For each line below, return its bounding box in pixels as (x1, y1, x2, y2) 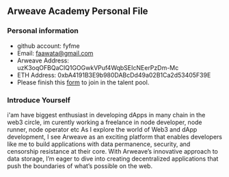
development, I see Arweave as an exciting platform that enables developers (7, 132, 222, 141)
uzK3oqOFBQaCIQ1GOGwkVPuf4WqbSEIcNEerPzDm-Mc (16, 63, 179, 71)
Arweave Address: (16, 56, 70, 64)
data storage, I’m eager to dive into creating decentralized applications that (7, 154, 219, 163)
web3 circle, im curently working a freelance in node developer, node (7, 118, 203, 126)
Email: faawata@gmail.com (16, 49, 94, 57)
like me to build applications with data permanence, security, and (7, 140, 191, 148)
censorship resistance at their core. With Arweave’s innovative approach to (7, 147, 219, 155)
